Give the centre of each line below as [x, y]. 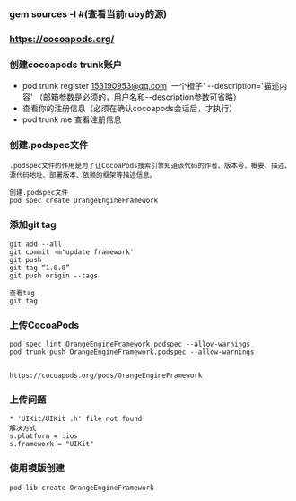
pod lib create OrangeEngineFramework [82, 488]
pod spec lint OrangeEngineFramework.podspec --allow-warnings [130, 344]
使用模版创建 [37, 469]
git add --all [36, 244]
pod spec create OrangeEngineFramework [84, 201]
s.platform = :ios [44, 436]
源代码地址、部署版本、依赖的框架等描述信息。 [83, 176]
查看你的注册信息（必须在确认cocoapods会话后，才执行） [130, 109]
